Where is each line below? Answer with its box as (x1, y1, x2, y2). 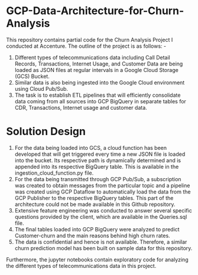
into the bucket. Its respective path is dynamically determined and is (14, 156, 181, 163)
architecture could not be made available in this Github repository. (14, 201, 176, 208)
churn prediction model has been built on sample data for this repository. (14, 244, 193, 251)
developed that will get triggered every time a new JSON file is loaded (14, 150, 186, 158)
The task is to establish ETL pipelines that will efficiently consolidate (14, 91, 181, 99)
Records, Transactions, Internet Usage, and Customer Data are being (14, 60, 183, 67)
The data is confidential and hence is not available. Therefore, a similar (14, 238, 187, 245)
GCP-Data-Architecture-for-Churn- (6, 4, 184, 18)
